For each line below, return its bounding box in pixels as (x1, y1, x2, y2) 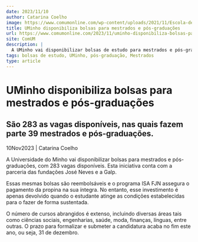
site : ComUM (6, 36, 35, 42)
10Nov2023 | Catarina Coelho (6, 144, 78, 151)
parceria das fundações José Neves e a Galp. (6, 168, 117, 175)
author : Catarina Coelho (6, 14, 67, 20)
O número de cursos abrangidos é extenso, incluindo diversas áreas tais (6, 210, 182, 217)
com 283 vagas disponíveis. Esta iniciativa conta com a (38, 162, 173, 169)
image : (6, 19, 22, 25)
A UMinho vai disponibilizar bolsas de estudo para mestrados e (11, 47, 173, 53)
